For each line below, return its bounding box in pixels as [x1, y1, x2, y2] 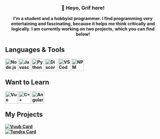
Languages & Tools [5, 45, 65, 54]
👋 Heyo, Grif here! [61, 4, 105, 11]
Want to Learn [5, 78, 49, 86]
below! [76, 31, 90, 37]
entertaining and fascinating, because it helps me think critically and [11, 21, 155, 27]
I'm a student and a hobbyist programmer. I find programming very [13, 16, 153, 22]
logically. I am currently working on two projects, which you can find [11, 26, 155, 32]
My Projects [5, 111, 43, 119]
